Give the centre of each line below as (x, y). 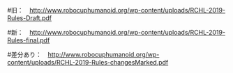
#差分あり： (24, 55)
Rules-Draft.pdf (30, 18)
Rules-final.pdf (29, 40)
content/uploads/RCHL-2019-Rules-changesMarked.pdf (88, 62)
